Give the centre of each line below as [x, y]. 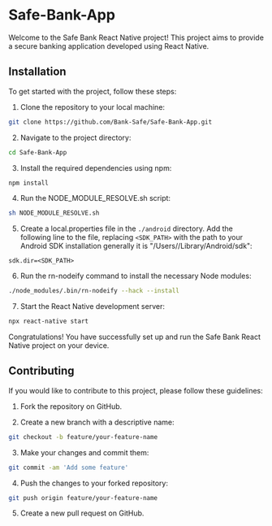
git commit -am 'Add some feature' [69, 467]
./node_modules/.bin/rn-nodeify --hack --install [94, 291]
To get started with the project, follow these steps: [93, 91]
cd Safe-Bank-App [38, 152]
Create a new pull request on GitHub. [82, 513]
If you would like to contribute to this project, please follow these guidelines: [136, 390]
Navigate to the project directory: [76, 137]
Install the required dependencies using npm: [96, 167]
